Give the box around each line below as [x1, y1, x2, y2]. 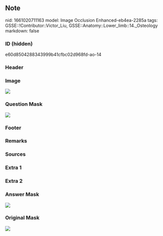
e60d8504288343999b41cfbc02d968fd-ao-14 [5, 52, 102, 58]
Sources [5, 151, 26, 158]
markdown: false [5, 27, 40, 34]
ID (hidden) [5, 40, 33, 47]
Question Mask [5, 101, 43, 108]
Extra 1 [5, 164, 22, 171]
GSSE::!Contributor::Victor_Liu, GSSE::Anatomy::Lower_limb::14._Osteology [5, 22, 158, 28]
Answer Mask [5, 191, 39, 198]
